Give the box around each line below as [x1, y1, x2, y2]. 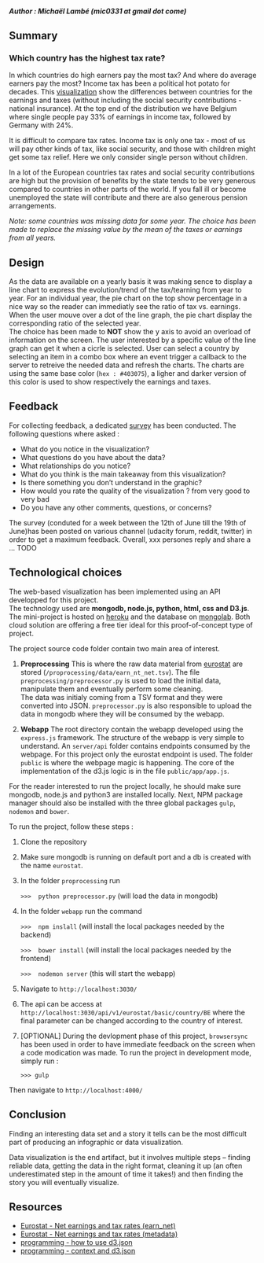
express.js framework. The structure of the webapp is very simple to [20, 732, 244, 742]
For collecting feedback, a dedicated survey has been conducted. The [9, 421, 236, 430]
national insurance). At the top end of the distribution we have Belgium [9, 104, 237, 113]
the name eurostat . [20, 860, 83, 870]
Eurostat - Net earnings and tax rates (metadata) [20, 1229, 178, 1239]
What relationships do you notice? [20, 461, 131, 470]
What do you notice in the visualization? [20, 444, 150, 454]
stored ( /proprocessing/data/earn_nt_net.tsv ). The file [20, 667, 200, 676]
